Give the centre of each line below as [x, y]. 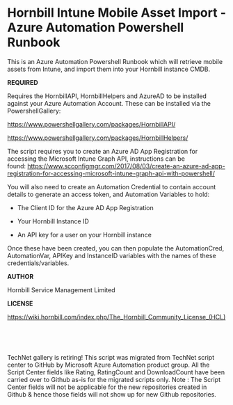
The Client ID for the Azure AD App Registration [86, 207]
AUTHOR [21, 276]
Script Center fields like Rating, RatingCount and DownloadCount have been [116, 372]
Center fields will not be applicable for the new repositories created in [107, 387]
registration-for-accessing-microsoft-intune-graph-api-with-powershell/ [111, 173]
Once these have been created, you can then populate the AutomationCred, [116, 248]
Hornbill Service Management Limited [61, 289]
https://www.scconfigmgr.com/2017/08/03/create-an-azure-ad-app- [127, 166]
